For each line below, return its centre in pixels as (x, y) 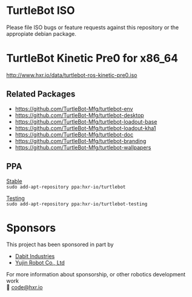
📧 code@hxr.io (25, 287)
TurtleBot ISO (41, 11)
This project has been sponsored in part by (60, 245)
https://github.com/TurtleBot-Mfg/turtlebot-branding (81, 141)
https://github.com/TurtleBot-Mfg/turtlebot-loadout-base (86, 121)
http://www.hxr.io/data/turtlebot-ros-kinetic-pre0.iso (72, 75)
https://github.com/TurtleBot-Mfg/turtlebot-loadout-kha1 (85, 128)
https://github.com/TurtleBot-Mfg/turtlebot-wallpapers (83, 147)
